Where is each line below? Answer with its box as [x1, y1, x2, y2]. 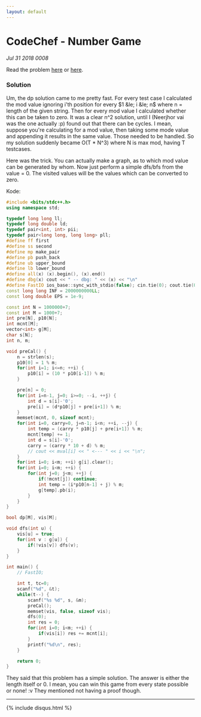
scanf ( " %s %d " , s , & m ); [28, 597, 87, 603]
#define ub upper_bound [6, 260, 66, 266]
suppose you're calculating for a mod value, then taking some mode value [6, 126, 189, 133]
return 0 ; [17, 658, 42, 664]
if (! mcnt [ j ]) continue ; [38, 476, 98, 482]
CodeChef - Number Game [6, 34, 142, 48]
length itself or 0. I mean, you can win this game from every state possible [6, 680, 188, 688]
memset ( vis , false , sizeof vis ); [28, 608, 111, 614]
